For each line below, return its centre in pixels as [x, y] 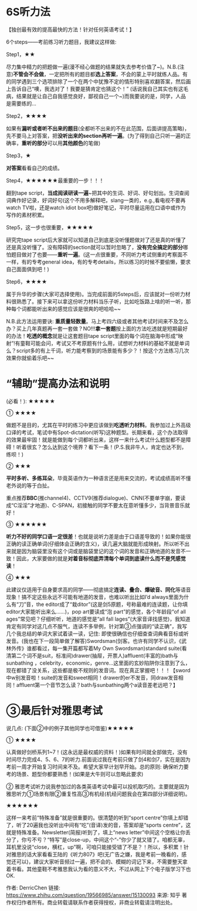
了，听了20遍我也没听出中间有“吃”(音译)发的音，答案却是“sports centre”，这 [98, 825]
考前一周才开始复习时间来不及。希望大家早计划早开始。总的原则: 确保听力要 [97, 767]
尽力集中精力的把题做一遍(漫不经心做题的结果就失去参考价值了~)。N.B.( [93, 67]
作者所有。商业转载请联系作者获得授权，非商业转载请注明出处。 [98, 902]
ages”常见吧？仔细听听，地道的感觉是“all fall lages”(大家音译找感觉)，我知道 [98, 619]
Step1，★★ [21, 54]
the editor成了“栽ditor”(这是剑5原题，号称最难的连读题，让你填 [112, 604]
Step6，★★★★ [27, 282]
